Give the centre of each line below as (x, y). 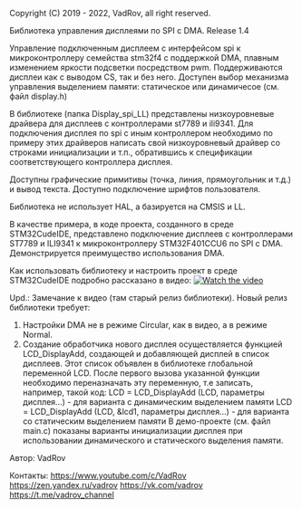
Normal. (37, 335)
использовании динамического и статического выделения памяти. (153, 440)
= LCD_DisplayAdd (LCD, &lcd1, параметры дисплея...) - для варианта (156, 412)
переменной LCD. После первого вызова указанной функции (141, 373)
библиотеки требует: (50, 307)
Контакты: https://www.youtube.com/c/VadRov (98, 475)
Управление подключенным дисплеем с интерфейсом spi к (125, 48)
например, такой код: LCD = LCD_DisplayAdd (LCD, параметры (143, 392)
